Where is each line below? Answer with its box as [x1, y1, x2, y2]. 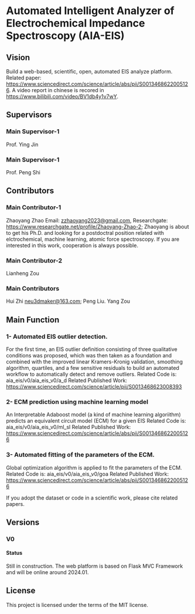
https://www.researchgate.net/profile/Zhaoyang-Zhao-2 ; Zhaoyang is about [6, 223, 189, 230]
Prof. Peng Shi [6, 168, 41, 176]
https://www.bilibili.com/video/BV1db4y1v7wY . [6, 93, 119, 100]
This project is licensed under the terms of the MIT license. [6, 601, 148, 608]
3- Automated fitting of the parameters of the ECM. [6, 451, 155, 459]
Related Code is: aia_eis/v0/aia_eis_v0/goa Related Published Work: [6, 470, 169, 477]
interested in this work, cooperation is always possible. [6, 242, 139, 249]
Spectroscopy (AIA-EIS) [6, 29, 125, 42]
